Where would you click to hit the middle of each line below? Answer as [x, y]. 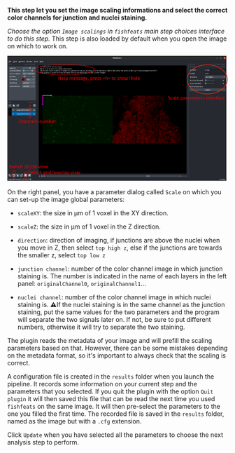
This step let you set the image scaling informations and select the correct [117, 10]
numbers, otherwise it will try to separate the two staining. [101, 327]
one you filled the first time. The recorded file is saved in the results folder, [116, 414]
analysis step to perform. [43, 442]
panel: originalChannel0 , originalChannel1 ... [82, 284]
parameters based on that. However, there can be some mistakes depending [117, 348]
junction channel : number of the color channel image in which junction [120, 269]
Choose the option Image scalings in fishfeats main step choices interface [116, 31]
